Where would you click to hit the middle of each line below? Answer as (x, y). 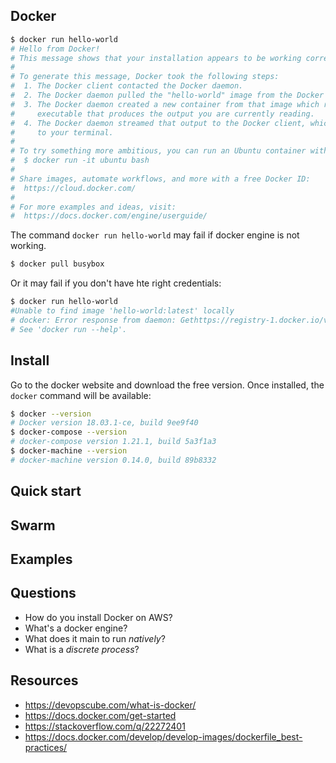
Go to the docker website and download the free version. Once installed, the (167, 385)
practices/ (46, 747)
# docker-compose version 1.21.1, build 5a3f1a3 (113, 442)
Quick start (46, 491)
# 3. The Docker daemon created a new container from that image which (165, 104)
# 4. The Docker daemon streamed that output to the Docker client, (158, 123)
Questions (43, 593)
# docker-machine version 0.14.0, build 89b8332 (113, 460)
